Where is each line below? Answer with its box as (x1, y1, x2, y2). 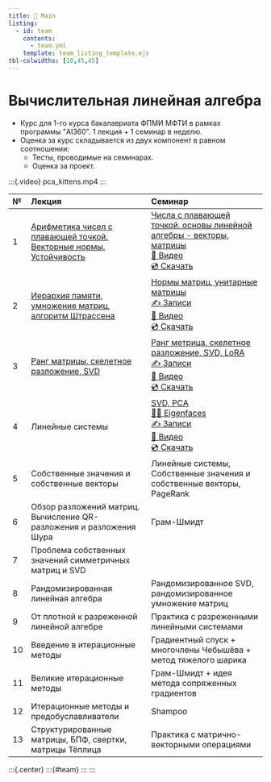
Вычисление (31, 511, 81, 522)
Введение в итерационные (31, 638, 135, 650)
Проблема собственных (31, 544, 127, 555)
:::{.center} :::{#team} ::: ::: (8, 764, 96, 774)
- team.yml (29, 42, 67, 50)
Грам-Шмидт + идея (151, 667, 232, 678)
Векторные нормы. (31, 241, 106, 252)
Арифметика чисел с (31, 221, 113, 232)
